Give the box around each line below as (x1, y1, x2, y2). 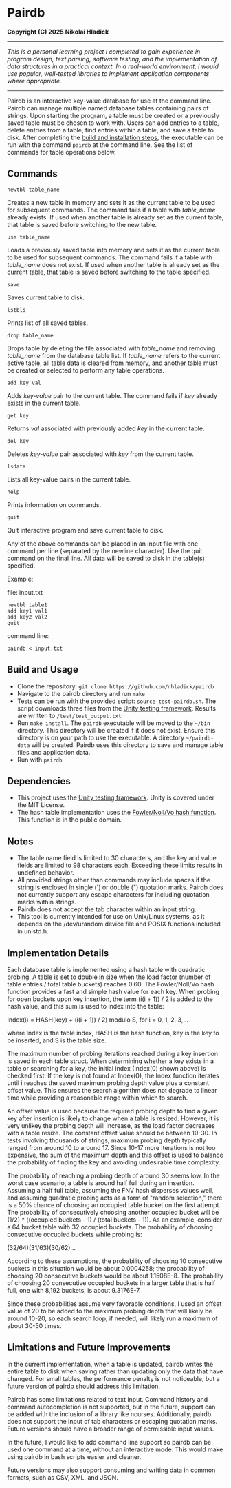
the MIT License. (16, 801, 65, 809)
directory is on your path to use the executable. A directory (16, 733, 184, 742)
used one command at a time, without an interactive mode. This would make (7, 1445, 223, 1454)
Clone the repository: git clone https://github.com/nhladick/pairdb (16, 682, 214, 691)
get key (7, 412, 30, 419)
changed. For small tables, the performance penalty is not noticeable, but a (7, 1374, 220, 1382)
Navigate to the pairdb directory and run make (16, 689, 146, 697)
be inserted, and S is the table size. (7, 1036, 107, 1044)
